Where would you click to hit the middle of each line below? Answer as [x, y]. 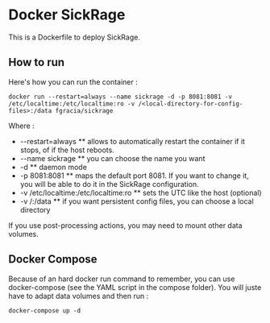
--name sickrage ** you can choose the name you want [112, 158]
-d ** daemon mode [53, 167]
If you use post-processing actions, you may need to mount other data [126, 225]
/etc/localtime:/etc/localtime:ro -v [72, 104]
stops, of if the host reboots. [67, 150]
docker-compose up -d [45, 311]
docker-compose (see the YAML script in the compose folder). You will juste [135, 287]
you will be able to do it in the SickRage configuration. [109, 184]
